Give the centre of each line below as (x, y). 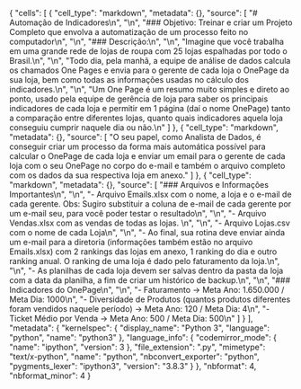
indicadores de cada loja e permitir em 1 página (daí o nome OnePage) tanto (150, 108)
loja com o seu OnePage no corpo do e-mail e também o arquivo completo (147, 166)
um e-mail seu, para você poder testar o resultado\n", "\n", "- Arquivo (138, 213)
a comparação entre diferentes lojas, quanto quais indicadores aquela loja (146, 118)
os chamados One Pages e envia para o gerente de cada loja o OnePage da (149, 70)
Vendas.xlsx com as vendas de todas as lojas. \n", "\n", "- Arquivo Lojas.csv (150, 223)
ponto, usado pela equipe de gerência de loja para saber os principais (139, 99)
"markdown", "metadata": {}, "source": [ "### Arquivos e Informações (139, 185)
